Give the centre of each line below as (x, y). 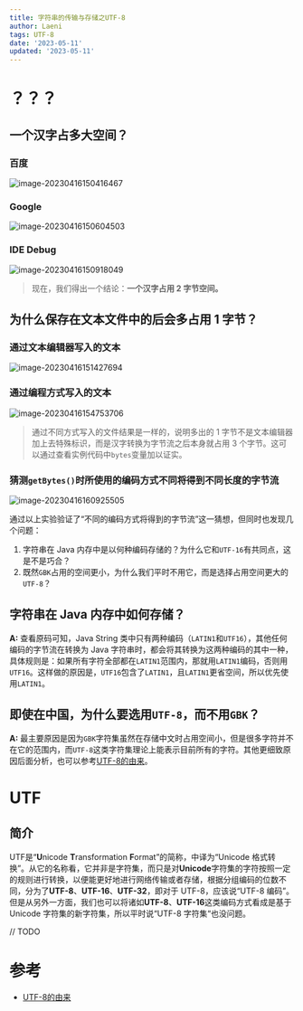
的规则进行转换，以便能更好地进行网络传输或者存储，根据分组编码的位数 (144, 879)
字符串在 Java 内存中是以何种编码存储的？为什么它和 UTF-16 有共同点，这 (156, 549)
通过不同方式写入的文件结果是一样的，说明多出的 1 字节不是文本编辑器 (162, 431)
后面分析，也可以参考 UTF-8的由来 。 (85, 761)
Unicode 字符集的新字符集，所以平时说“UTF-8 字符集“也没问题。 (130, 913)
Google (26, 206)
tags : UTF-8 (32, 34)
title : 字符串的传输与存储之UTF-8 (67, 18)
